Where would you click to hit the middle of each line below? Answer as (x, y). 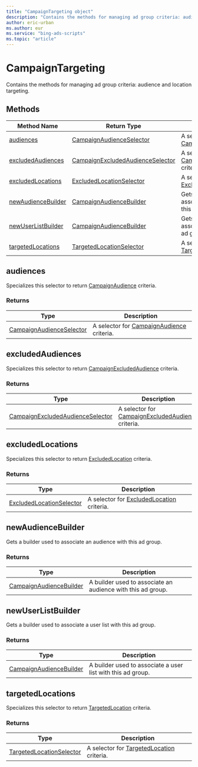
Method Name (38, 126)
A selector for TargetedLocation (131, 748)
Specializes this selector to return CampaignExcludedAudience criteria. (93, 368)
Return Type (123, 126)
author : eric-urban (30, 22)
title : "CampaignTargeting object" (50, 12)
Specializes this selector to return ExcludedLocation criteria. (79, 458)
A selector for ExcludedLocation (132, 499)
